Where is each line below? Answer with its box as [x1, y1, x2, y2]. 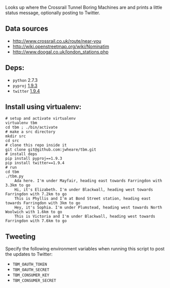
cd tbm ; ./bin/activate [5, 125, 58, 130]
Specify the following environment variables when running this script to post [5, 246, 165, 252]
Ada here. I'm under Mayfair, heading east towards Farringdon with [14, 178, 162, 184]
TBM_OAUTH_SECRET [12, 267, 50, 273]
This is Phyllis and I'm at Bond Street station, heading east [14, 196, 151, 201]
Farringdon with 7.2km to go [5, 192, 67, 197]
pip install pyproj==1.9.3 [5, 156, 62, 161]
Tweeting [5, 232, 36, 241]
